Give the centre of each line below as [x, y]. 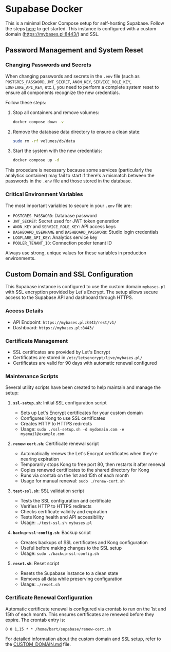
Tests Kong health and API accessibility [62, 517]
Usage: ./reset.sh [40, 584]
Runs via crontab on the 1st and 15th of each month [75, 475]
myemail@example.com [42, 434]
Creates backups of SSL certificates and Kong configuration [84, 543]
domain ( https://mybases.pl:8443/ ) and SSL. [52, 34]
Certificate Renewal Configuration [49, 598]
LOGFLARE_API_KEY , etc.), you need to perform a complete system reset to [82, 87]
